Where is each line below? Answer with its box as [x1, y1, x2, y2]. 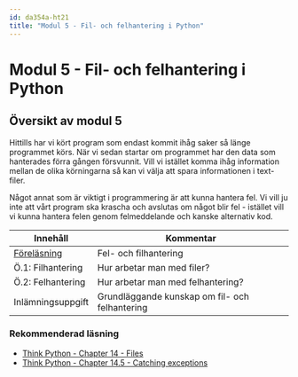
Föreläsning [13, 247, 63, 259]
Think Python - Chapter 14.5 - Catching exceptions [21, 357, 208, 368]
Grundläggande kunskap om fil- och [97, 290, 250, 302]
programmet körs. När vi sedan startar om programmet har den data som [9, 146, 277, 157]
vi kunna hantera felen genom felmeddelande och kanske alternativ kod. [9, 210, 273, 222]
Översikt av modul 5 [9, 114, 122, 129]
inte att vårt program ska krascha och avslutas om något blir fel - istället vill [9, 201, 285, 212]
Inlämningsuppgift [13, 295, 90, 308]
